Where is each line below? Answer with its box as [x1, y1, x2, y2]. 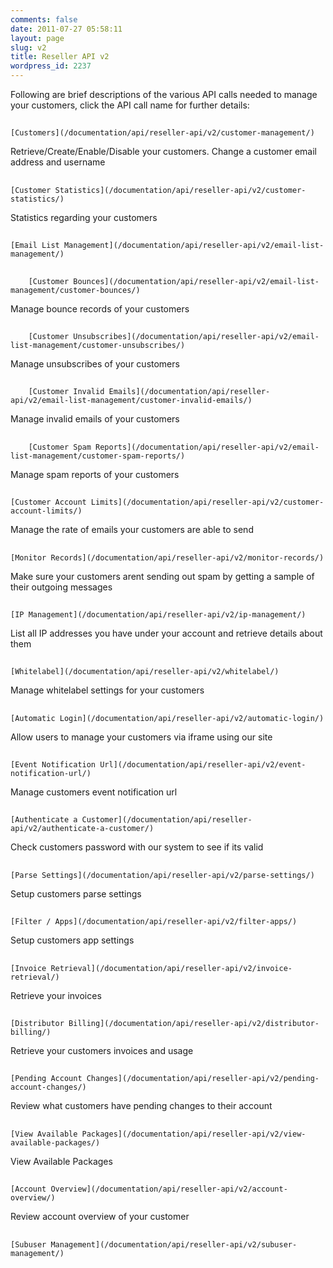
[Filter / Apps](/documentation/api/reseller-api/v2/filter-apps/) [10, 917, 298, 927]
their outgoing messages [10, 581, 113, 593]
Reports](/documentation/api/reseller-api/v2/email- [95, 442, 320, 452]
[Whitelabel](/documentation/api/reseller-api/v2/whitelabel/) [10, 667, 280, 677]
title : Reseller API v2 [10, 52, 110, 62]
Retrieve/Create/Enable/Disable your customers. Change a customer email [10, 146, 317, 158]
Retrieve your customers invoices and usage [10, 1045, 194, 1057]
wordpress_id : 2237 [10, 61, 92, 71]
